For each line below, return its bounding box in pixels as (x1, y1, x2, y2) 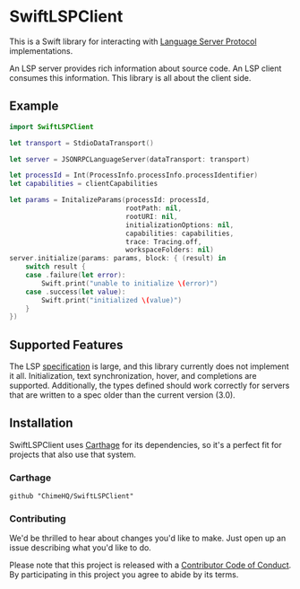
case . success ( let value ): (25, 287, 126, 296)
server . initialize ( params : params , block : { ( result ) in (9, 254, 227, 263)
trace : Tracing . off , (124, 237, 202, 246)
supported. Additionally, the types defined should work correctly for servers (9, 380, 290, 391)
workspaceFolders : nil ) (124, 245, 215, 255)
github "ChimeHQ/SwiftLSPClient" (9, 492, 134, 501)
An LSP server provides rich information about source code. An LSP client (9, 63, 282, 74)
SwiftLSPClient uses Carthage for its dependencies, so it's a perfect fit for (9, 439, 282, 450)
